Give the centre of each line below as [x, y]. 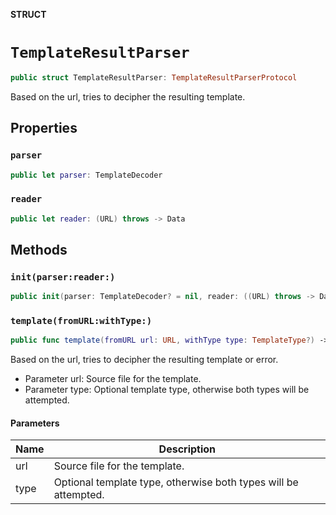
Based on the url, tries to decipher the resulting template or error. [144, 360]
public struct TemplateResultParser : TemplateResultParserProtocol [154, 77]
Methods [39, 249]
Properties [44, 128]
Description [187, 449]
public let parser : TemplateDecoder [86, 175]
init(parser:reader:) [63, 277]
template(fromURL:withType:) [81, 321]
